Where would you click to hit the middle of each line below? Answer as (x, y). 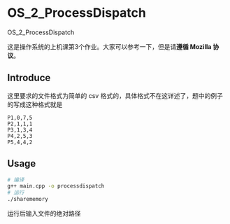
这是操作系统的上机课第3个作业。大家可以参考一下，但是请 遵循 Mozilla (109, 46)
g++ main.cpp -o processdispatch (56, 186)
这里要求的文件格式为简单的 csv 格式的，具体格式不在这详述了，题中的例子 (115, 95)
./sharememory (28, 199)
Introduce (29, 78)
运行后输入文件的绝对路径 (44, 213)
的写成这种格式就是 (35, 104)
